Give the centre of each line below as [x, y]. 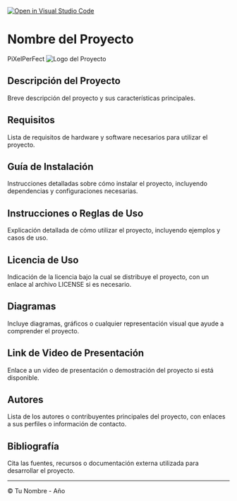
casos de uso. [28, 238]
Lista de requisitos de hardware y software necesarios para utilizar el [108, 137]
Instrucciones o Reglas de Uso [75, 213]
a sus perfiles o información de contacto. [67, 424]
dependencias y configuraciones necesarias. [73, 191]
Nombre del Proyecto [71, 39]
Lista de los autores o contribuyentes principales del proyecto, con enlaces [116, 416]
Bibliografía [34, 446]
